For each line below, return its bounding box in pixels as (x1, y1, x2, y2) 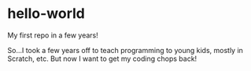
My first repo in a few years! (7, 30, 99, 40)
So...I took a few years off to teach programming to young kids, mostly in (7, 45, 243, 55)
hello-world (7, 5, 86, 23)
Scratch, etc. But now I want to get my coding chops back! (7, 54, 197, 63)
